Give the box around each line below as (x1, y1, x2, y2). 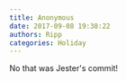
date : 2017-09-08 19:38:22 (9, 22, 111, 31)
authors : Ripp (9, 30, 63, 39)
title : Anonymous (9, 13, 75, 22)
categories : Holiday (9, 38, 87, 48)
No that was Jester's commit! (9, 63, 119, 74)
